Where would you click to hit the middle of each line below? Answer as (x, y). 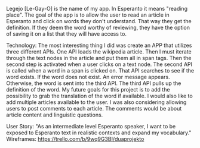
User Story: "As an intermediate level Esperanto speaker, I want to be (91, 126)
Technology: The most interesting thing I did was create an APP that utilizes (99, 45)
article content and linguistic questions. (55, 115)
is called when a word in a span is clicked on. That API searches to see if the (100, 70)
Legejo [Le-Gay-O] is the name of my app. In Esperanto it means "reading (97, 9)
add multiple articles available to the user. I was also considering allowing (96, 102)
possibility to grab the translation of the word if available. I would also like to (99, 96)
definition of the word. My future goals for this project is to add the (88, 89)
